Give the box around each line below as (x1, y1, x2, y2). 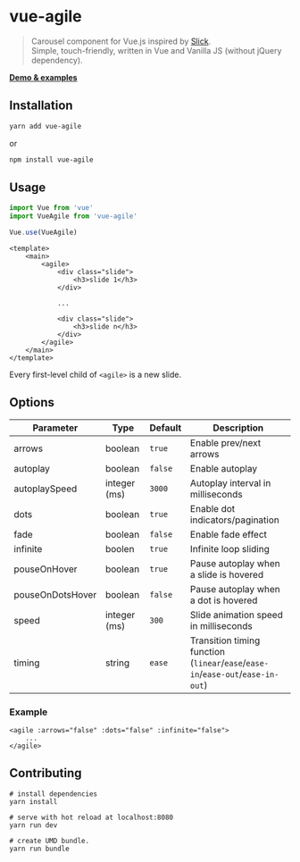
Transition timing (190, 634, 261, 647)
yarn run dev (9, 820, 58, 830)
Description (212, 422, 264, 434)
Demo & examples (9, 71, 78, 82)
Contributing (9, 766, 82, 781)
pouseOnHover (13, 563, 78, 575)
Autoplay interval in (190, 476, 271, 489)
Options (9, 395, 55, 410)
